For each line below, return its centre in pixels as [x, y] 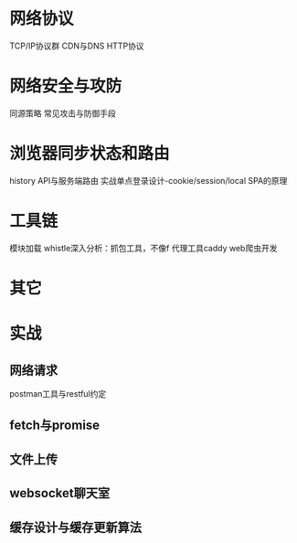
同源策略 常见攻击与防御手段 [63, 113]
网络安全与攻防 [66, 86]
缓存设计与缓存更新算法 [75, 527]
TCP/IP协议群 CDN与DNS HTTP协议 [77, 46]
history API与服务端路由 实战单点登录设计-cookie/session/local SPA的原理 [148, 180]
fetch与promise [55, 426]
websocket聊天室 [60, 493]
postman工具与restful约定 [58, 393]
